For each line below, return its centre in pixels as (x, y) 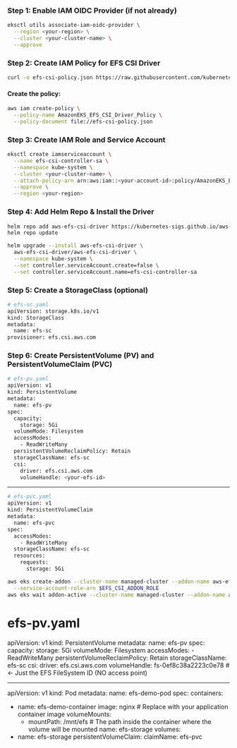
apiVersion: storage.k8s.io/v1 (53, 311)
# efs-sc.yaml (28, 304)
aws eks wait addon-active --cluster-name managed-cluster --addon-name (116, 595)
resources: (30, 556)
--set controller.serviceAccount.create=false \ (86, 265)
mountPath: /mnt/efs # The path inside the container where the (120, 721)
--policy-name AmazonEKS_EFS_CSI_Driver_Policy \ (88, 115)
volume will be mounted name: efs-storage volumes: (104, 729)
